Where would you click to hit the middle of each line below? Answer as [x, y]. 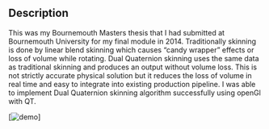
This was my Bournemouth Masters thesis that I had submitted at [116, 32]
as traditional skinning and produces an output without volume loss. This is [132, 67]
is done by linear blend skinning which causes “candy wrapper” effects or [131, 50]
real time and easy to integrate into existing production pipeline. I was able [132, 84]
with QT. [22, 101]
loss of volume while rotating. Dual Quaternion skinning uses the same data [134, 58]
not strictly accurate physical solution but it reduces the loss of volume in [130, 75]
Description [38, 13]
